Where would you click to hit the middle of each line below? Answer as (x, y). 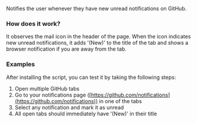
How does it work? (33, 24)
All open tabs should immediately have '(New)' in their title (86, 114)
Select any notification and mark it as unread (69, 107)
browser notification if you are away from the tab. (67, 49)
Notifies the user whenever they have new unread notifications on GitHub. (96, 9)
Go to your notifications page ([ (53, 95)
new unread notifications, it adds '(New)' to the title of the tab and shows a (97, 43)
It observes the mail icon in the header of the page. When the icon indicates (98, 36)
